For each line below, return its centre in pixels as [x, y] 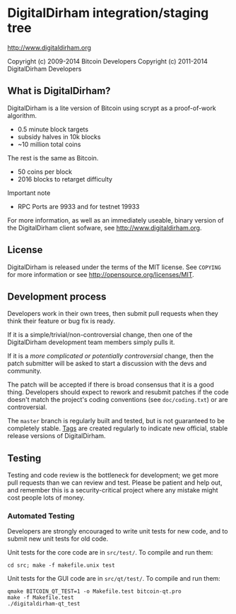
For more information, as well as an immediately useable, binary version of [116, 220]
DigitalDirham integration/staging [108, 13]
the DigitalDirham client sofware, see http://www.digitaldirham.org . [105, 228]
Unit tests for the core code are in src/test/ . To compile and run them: [110, 553]
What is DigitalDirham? [59, 91]
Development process [57, 296]
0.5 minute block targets [53, 129]
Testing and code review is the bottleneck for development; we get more [113, 476]
